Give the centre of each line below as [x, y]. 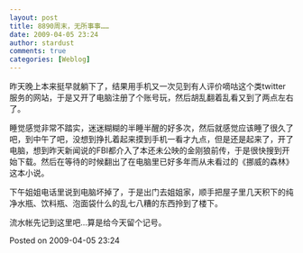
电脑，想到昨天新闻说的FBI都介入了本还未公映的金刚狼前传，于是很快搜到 [146, 150]
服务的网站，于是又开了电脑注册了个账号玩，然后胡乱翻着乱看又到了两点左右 [151, 97]
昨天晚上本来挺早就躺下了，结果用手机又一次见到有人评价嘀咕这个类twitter [148, 86]
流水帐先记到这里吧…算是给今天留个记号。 [88, 222]
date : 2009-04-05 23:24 [54, 34]
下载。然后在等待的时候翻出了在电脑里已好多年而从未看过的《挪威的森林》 [155, 162]
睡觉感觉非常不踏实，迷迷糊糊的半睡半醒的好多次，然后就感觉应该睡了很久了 [151, 128]
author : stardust [42, 43]
